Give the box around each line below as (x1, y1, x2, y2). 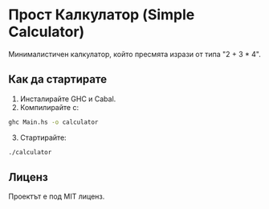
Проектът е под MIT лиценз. (8, 191, 105, 202)
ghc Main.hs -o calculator (8, 118, 99, 126)
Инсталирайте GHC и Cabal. (19, 94, 116, 104)
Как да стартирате (8, 72, 108, 86)
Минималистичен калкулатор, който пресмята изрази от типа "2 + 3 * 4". (8, 49, 261, 59)
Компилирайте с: (19, 102, 79, 112)
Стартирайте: (19, 133, 67, 142)
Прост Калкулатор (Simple (8, 6, 195, 24)
